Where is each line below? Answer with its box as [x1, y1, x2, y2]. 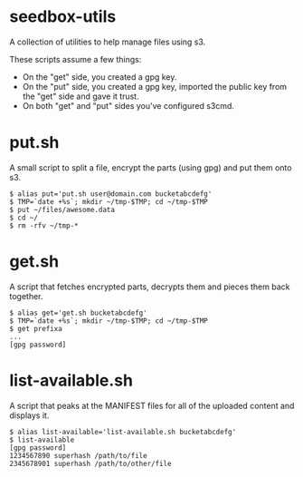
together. [9, 290, 43, 301]
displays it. [9, 410, 50, 421]
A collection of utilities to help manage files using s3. [9, 36, 206, 47]
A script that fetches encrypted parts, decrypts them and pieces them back [9, 281, 290, 292]
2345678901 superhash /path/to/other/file [9, 459, 172, 468]
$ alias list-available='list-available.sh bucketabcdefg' [9, 427, 237, 436]
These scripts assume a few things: [9, 54, 142, 64]
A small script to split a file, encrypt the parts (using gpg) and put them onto [9, 161, 292, 173]
